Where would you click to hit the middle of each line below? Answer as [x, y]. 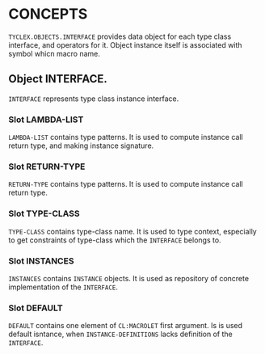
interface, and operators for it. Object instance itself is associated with [125, 44]
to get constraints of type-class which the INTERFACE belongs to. [115, 240]
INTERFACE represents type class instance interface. [94, 99]
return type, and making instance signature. [81, 145]
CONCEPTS [48, 14]
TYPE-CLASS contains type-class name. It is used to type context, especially [132, 231]
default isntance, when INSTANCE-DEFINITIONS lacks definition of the [120, 334]
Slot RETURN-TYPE [47, 166]
